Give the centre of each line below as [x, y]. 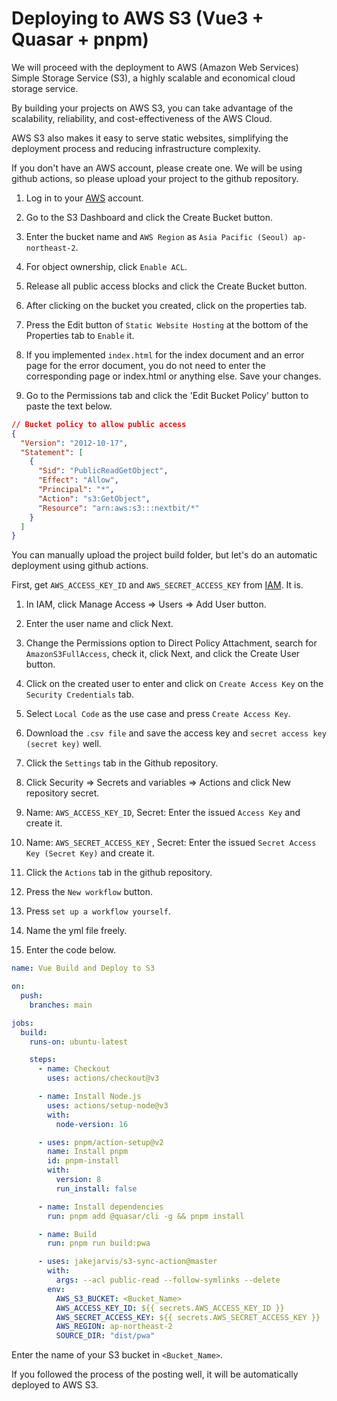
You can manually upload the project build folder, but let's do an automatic [164, 555]
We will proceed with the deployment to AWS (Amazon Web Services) [155, 67]
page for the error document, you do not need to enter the [145, 365]
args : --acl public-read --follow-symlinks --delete [168, 1280]
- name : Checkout [74, 1069]
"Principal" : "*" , [76, 490]
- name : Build [67, 1234]
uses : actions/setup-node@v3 [108, 1105]
